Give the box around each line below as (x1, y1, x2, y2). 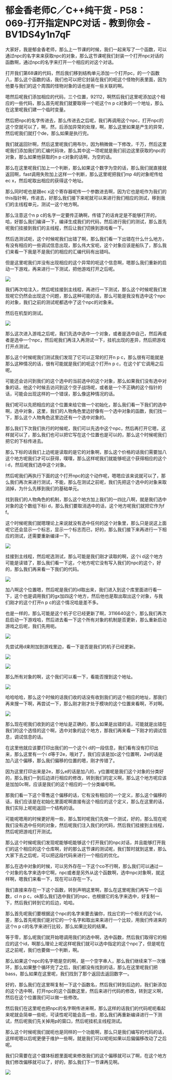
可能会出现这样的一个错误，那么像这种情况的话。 (14, 390, 118, 397)
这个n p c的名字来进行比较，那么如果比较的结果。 (5, 923, 110, 929)
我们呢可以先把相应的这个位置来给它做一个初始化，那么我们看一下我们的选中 (5, 401, 167, 408)
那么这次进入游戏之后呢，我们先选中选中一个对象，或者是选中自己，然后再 (5, 330, 162, 336)
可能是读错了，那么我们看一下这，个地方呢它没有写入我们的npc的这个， (5, 559, 157, 566)
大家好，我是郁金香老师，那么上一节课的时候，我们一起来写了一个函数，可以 (5, 46, 167, 52)
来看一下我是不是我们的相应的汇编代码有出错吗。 (9, 248, 113, 255)
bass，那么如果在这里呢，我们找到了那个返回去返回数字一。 (5, 970, 132, 977)
